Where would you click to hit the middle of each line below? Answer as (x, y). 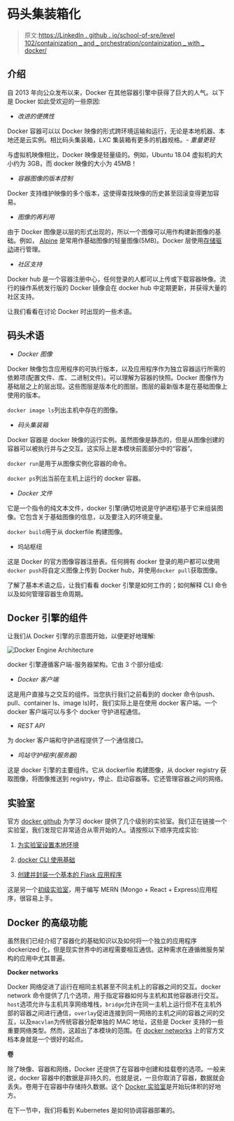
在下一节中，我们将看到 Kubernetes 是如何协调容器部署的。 (93, 1110)
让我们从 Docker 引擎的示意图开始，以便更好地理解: (81, 636)
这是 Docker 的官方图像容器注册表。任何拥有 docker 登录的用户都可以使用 (114, 561)
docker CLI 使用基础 (46, 860)
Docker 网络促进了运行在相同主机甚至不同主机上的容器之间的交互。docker (114, 986)
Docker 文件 (35, 493)
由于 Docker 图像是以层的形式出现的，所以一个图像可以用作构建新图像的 (111, 231)
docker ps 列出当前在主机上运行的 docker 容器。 (76, 478)
